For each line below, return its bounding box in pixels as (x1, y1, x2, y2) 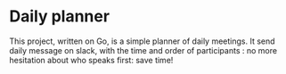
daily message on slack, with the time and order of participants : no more (9, 45, 278, 55)
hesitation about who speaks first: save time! (9, 54, 174, 65)
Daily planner (9, 6, 110, 27)
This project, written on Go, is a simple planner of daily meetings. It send (9, 36, 275, 46)
